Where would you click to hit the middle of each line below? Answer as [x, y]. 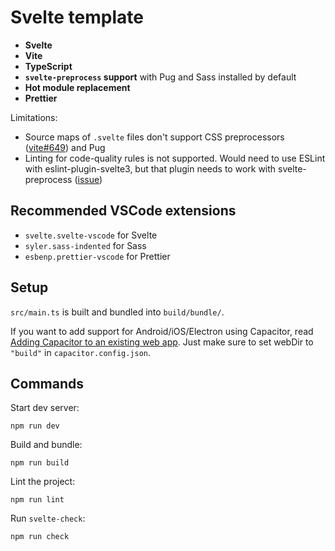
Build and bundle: [46, 445]
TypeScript [48, 66]
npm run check [40, 537]
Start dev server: [45, 408]
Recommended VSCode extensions [123, 211]
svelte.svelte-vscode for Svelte [91, 235]
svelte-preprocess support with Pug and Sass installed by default [160, 77]
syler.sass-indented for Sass [85, 245]
